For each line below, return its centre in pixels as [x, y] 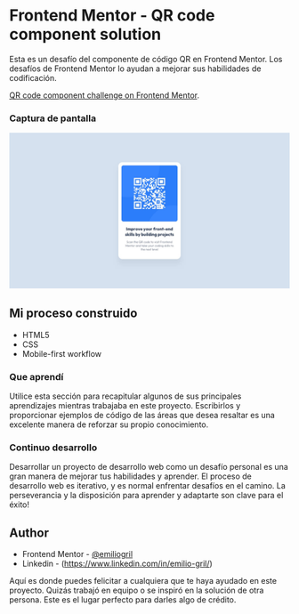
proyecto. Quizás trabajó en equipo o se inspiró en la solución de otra [137, 590]
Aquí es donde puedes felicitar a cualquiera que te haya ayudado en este [143, 581]
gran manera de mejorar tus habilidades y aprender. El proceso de [130, 476]
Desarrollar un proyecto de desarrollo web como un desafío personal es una [149, 467]
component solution [85, 34]
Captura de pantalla [53, 118]
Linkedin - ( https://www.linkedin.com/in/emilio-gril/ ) [117, 564]
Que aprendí [36, 376]
